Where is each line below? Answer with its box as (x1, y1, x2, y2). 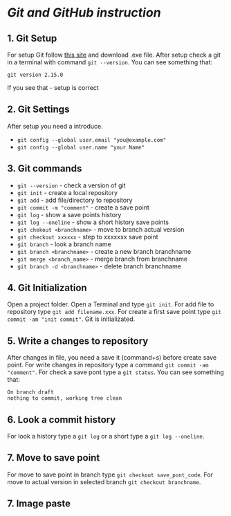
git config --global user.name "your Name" (17, 144, 145, 151)
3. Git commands (7, 163, 82, 174)
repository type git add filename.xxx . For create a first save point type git (7, 308, 222, 316)
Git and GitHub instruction (7, 5, 161, 21)
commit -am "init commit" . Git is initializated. (7, 315, 136, 323)
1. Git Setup (7, 33, 57, 44)
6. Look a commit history (7, 414, 116, 425)
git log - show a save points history (17, 210, 122, 219)
